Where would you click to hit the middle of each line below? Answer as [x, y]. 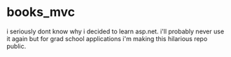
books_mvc [41, 12]
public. [16, 46]
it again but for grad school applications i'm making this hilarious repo [107, 38]
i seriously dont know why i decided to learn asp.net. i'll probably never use [115, 31]
